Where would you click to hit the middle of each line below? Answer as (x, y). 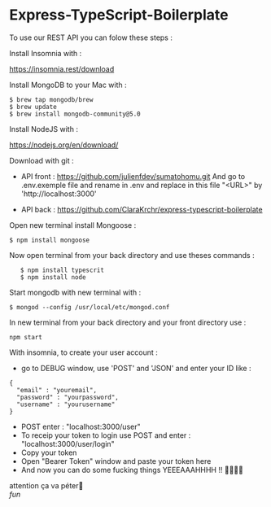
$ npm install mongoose (50, 240)
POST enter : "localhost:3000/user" (81, 426)
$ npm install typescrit (62, 270)
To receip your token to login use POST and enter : (106, 435)
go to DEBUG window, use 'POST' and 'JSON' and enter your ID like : (136, 368)
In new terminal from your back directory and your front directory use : (128, 322)
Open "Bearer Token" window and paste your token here (116, 461)
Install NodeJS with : (44, 129)
